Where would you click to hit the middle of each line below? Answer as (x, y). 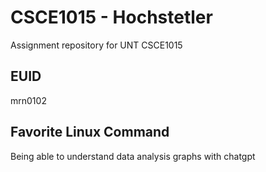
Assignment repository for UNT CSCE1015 (96, 45)
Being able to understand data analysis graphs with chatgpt (133, 156)
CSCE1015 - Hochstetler (111, 17)
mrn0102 (28, 100)
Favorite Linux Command (90, 132)
